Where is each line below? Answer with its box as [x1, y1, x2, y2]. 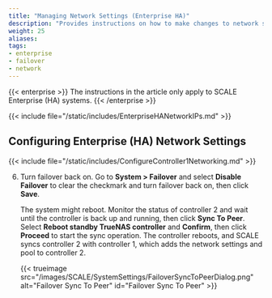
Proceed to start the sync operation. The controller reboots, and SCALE [19, 230, 259, 240]
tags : [8, 42, 27, 50]
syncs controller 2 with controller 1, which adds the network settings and [19, 239, 263, 249]
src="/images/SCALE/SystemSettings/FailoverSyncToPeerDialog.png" [19, 272, 254, 282]
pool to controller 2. [19, 248, 87, 258]
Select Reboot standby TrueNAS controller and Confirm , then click [19, 222, 247, 232]
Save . [19, 189, 40, 198]
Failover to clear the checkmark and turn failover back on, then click [19, 180, 249, 190]
